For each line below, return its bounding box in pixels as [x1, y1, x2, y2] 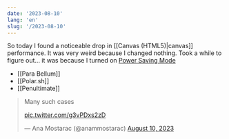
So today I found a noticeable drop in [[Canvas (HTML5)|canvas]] [7, 42, 193, 50]
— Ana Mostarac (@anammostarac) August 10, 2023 [23, 125, 175, 133]
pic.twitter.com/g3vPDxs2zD [23, 111, 106, 119]
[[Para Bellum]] [17, 69, 61, 78]
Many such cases [23, 98, 74, 106]
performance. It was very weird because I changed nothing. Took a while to [7, 49, 222, 57]
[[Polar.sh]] [17, 77, 50, 85]
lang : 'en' [7, 17, 39, 23]
